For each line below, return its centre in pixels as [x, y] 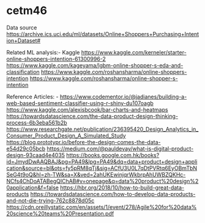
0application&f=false [33, 188]
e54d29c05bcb [26, 148]
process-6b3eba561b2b [37, 122]
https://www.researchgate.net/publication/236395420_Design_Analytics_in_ [102, 129]
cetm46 [27, 11]
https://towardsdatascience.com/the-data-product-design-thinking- [92, 116]
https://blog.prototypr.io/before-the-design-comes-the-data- [84, 142]
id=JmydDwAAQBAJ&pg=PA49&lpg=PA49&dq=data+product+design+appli [102, 161]
